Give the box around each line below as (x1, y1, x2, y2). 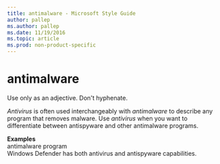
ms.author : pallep (7, 23, 59, 29)
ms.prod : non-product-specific (7, 42, 96, 49)
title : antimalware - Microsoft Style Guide (7, 10, 136, 17)
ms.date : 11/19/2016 (7, 29, 66, 36)
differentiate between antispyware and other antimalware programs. (7, 121, 199, 130)
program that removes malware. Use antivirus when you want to (7, 114, 188, 122)
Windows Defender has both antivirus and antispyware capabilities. (7, 149, 197, 157)
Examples (7, 135, 36, 143)
